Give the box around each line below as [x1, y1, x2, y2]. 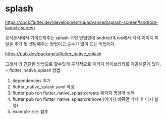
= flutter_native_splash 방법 [5, 67, 61, 73]
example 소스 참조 [12, 108, 49, 114]
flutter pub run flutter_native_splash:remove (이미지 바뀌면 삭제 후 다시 [12, 96, 154, 102]
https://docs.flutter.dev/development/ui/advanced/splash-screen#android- [5, 19, 158, 25]
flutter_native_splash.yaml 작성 [12, 83, 75, 89]
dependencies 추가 [12, 78, 51, 83]
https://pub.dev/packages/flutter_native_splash [5, 50, 102, 57]
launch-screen [5, 24, 35, 30]
